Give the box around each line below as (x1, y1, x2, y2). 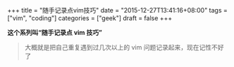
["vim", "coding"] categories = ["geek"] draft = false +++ (7, 14, 173, 22)
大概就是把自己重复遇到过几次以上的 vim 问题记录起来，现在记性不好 (24, 43, 224, 51)
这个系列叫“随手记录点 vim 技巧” (7, 29, 102, 36)
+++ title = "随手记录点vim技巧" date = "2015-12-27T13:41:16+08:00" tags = (7, 6, 228, 14)
